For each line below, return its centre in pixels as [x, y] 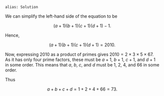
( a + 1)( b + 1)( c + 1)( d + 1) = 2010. [82, 45]
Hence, [12, 35]
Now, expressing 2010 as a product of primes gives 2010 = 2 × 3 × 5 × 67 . [79, 54]
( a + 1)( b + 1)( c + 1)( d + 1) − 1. [82, 26]
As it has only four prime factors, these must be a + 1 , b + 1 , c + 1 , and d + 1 [80, 60]
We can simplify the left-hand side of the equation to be [61, 16]
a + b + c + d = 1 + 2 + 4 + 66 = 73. [82, 89]
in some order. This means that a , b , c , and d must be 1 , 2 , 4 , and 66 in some [82, 65]
